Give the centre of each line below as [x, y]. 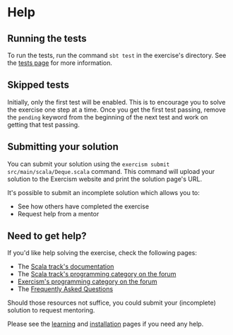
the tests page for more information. [60, 63]
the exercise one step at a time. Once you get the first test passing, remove [116, 110]
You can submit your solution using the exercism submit [89, 164]
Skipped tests [38, 85]
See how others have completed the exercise [83, 206]
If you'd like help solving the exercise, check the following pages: [102, 253]
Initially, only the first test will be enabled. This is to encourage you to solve [116, 102]
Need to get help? [47, 236]
